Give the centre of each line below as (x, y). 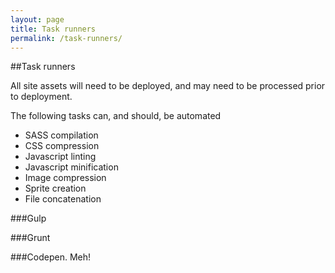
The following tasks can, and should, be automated (116, 116)
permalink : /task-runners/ (66, 38)
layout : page (37, 19)
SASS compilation (61, 135)
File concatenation (63, 199)
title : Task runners (53, 29)
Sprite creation (55, 188)
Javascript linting (60, 157)
